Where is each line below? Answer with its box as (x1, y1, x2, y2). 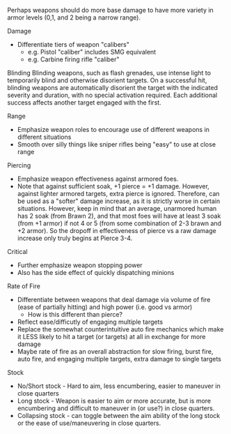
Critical (7, 248, 28, 255)
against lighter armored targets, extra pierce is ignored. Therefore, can (17, 190, 221, 197)
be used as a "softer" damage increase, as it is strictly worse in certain (17, 197, 221, 205)
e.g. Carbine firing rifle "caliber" (27, 55, 120, 63)
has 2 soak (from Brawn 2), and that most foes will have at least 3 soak (17, 212, 221, 220)
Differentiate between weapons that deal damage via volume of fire (17, 296, 211, 304)
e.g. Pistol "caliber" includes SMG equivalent (27, 48, 157, 56)
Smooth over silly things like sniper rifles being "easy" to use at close (17, 140, 216, 149)
